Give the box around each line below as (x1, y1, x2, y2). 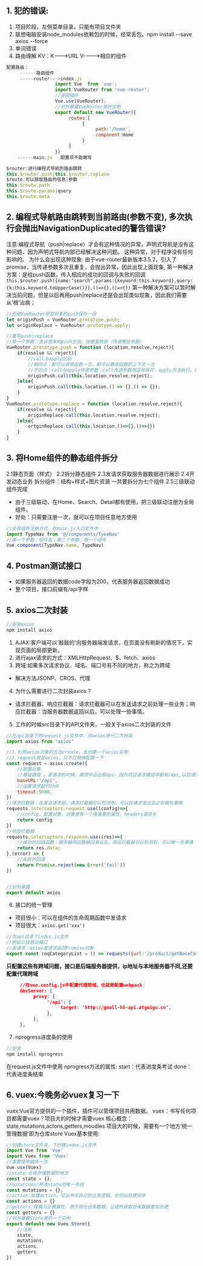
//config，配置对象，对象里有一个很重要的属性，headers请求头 (17, 811, 157, 817)
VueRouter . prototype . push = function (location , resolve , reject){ (6, 344, 174, 350)
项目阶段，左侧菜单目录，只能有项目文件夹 (14, 23, 121, 30)
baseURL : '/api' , (17, 777, 59, 783)
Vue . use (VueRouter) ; (54, 98, 107, 104)
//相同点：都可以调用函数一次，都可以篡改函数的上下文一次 (28, 361, 155, 367)
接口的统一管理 (14, 901, 53, 908)
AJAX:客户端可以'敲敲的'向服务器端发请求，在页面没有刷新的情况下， (14, 638, 187, 646)
